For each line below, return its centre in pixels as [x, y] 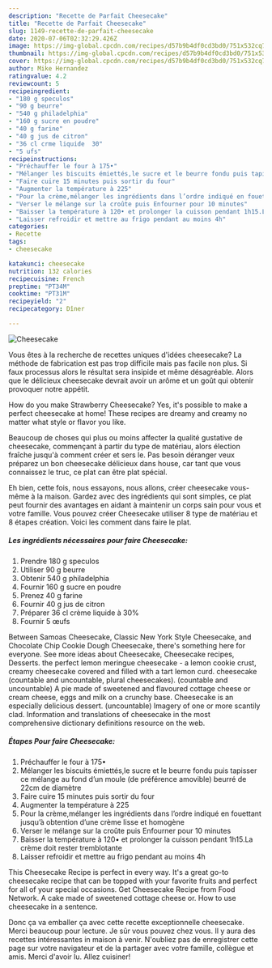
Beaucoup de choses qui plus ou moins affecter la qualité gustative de [125, 437]
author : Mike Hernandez [49, 69]
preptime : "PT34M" [39, 287]
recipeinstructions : [43, 159]
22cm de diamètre [51, 788]
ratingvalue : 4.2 [38, 76]
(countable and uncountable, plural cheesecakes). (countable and [118, 680]
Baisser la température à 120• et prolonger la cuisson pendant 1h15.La [136, 839]
